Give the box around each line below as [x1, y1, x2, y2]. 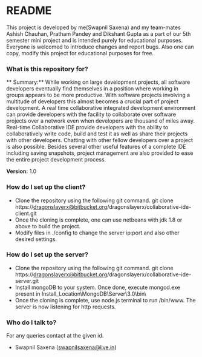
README [6, 4, 52, 18]
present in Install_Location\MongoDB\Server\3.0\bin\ [15, 290, 146, 297]
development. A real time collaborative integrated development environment [6, 104, 196, 112]
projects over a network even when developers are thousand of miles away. [6, 117, 195, 124]
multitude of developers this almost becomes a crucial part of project [6, 98, 178, 105]
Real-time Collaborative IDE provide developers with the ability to [6, 124, 169, 131]
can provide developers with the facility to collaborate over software [6, 110, 177, 118]
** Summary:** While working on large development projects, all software [6, 78, 191, 86]
